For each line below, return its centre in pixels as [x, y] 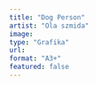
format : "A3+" [36, 58]
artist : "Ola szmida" [49, 26]
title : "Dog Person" [48, 17]
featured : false [39, 67]
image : [21, 34]
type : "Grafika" [39, 42]
